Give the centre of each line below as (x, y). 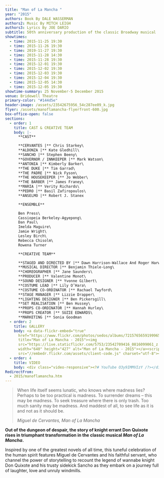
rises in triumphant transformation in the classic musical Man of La (74, 435)
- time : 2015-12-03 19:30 (36, 73)
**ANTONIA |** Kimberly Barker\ (51, 164)
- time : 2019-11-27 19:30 (36, 50)
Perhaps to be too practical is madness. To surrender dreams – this (84, 395)
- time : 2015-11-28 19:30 (36, 60)
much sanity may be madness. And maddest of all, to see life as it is (85, 406)
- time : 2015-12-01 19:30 (36, 64)
